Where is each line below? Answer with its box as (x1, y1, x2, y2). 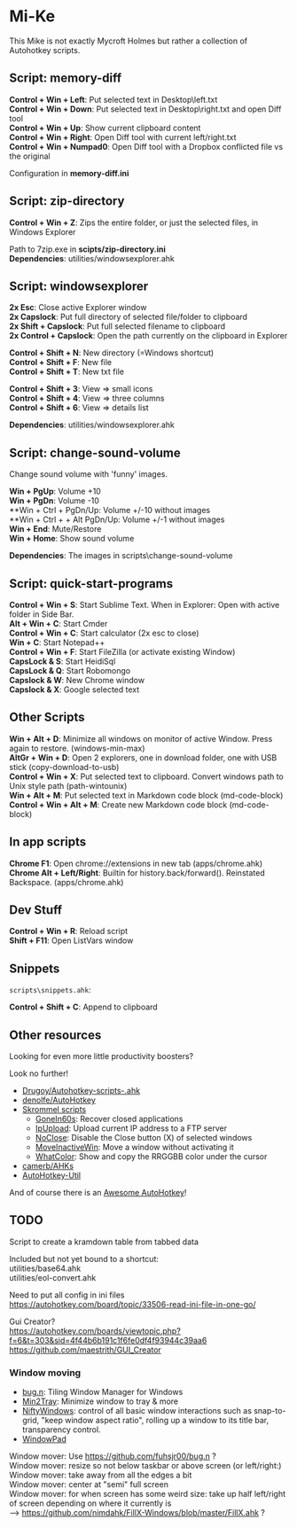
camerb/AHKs (21, 1161, 74, 1172)
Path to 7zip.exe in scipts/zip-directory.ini (9, 244, 167, 254)
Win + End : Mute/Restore (9, 524, 102, 534)
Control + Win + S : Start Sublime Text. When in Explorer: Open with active (9, 600, 280, 610)
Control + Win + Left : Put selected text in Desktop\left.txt (9, 94, 218, 105)
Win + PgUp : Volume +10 (9, 486, 102, 497)
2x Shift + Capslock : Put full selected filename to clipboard (9, 321, 226, 331)
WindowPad (21, 1434, 66, 1445)
